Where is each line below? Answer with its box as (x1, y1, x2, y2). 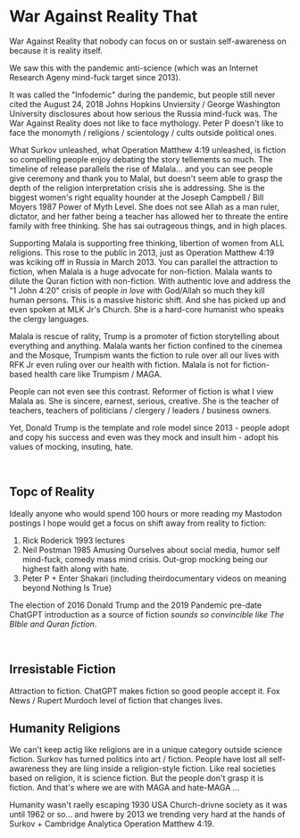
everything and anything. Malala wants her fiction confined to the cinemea (9, 340, 283, 351)
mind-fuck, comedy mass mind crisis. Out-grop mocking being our (21, 553, 268, 564)
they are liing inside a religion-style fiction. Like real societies (51, 763, 277, 774)
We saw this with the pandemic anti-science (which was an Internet (9, 62, 259, 73)
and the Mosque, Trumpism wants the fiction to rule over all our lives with (9, 350, 279, 361)
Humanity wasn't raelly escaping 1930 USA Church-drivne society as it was (9, 800, 287, 810)
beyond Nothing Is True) (21, 582, 112, 593)
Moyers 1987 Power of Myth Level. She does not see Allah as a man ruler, (9, 201, 279, 212)
